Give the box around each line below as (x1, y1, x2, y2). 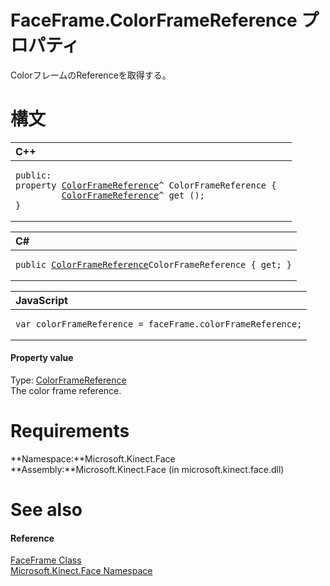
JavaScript (15, 293, 68, 307)
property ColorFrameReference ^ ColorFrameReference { (15, 179, 277, 191)
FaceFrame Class (10, 554, 82, 566)
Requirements (10, 420, 130, 443)
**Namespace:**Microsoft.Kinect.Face (10, 453, 176, 465)
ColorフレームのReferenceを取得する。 (10, 69, 172, 81)
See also (10, 499, 83, 521)
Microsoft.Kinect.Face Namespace (10, 565, 153, 577)
